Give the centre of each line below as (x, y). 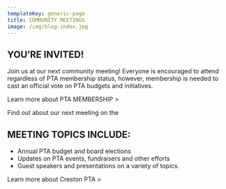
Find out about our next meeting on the (63, 113)
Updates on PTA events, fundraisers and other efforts (94, 159)
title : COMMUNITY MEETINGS (46, 20)
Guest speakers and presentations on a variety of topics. (98, 166)
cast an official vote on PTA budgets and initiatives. (80, 86)
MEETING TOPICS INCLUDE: (69, 135)
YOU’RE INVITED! (46, 54)
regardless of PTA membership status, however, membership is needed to (113, 79)
